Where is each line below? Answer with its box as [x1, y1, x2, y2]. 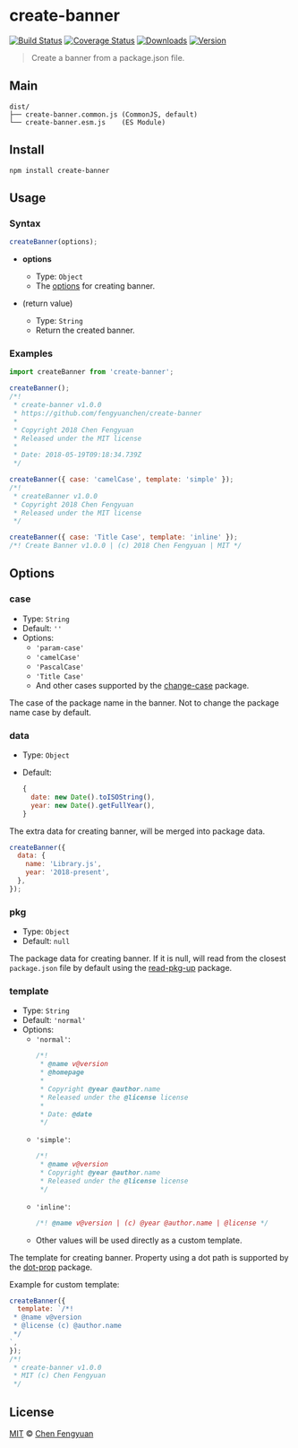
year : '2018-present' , [25, 868, 110, 877]
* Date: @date [39, 1109, 92, 1119]
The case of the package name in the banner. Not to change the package [9, 697, 280, 708]
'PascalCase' [35, 663, 85, 672]
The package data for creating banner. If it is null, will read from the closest [9, 953, 286, 964]
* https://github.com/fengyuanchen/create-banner [13, 409, 202, 418]
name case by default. [9, 707, 92, 717]
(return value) [21, 298, 73, 309]
